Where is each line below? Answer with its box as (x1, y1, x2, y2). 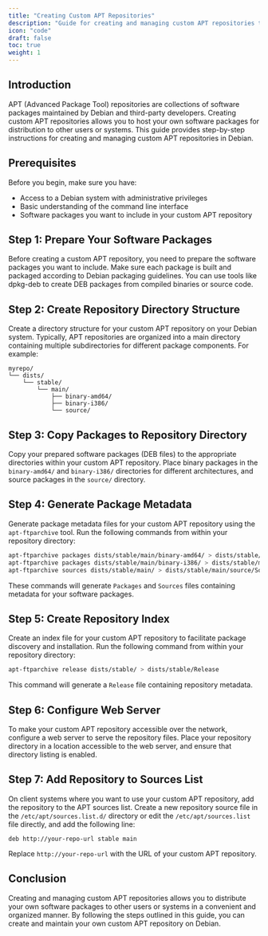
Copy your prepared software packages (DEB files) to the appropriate (8, 450, 237, 459)
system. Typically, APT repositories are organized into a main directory (8, 332, 241, 342)
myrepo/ (8, 364, 34, 373)
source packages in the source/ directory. (8, 475, 146, 485)
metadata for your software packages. (8, 589, 134, 599)
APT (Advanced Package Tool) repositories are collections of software (8, 99, 240, 108)
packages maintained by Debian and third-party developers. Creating (8, 108, 237, 117)
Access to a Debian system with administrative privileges (19, 193, 208, 203)
